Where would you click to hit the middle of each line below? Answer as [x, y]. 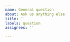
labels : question [23, 23]
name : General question [30, 10]
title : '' [15, 19]
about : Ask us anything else [35, 14]
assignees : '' [20, 28]
